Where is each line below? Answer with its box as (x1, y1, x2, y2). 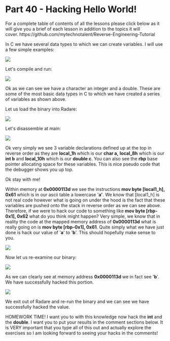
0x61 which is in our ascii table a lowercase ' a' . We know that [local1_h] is (5, 191, 160, 197)
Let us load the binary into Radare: (5, 106, 77, 112)
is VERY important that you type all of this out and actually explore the (5, 324, 151, 330)
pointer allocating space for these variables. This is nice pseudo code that (5, 161, 160, 167)
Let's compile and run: (5, 66, 52, 72)
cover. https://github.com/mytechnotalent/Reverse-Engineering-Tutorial (5, 31, 156, 37)
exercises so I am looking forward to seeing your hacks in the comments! (5, 330, 158, 336)
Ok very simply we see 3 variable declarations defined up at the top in (5, 145, 152, 151)
